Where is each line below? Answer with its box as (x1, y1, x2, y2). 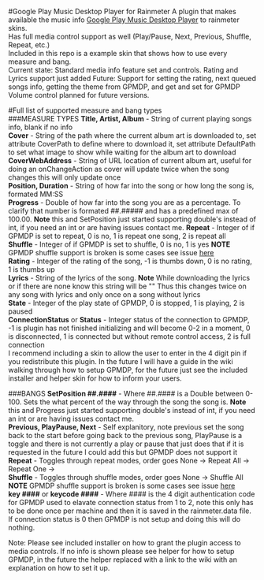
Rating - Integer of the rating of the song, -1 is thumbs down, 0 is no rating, (8, 256, 252, 266)
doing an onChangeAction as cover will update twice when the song (8, 165, 230, 173)
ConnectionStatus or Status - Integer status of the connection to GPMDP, (8, 315, 250, 324)
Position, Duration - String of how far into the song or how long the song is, (8, 181, 255, 190)
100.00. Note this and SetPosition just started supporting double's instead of (8, 214, 257, 224)
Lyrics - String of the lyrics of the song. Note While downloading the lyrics (8, 273, 251, 282)
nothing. (8, 523, 35, 532)
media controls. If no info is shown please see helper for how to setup (8, 547, 235, 556)
